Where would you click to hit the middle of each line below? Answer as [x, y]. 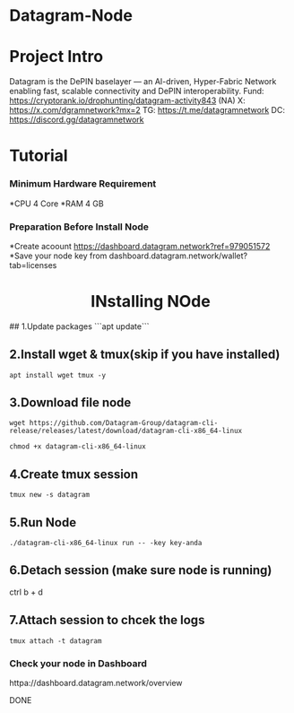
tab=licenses [33, 265]
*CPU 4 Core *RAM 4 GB [57, 204]
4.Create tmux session [74, 474]
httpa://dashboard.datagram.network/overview [96, 683]
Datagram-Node [71, 16]
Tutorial [39, 156]
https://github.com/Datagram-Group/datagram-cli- [124, 423]
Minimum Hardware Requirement [83, 184]
